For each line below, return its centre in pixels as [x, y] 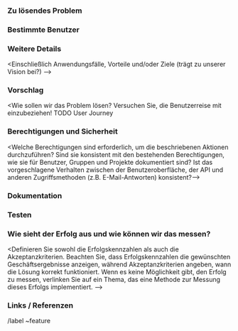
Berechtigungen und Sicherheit [63, 131]
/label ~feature [29, 321]
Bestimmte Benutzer [43, 29]
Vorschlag [26, 90]
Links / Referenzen [40, 305]
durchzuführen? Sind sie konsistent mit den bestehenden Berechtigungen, [116, 154]
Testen [20, 215]
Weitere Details [34, 48]
